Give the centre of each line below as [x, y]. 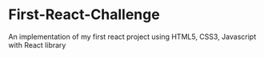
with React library [37, 44]
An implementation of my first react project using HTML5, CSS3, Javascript [132, 37]
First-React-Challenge [84, 15]
